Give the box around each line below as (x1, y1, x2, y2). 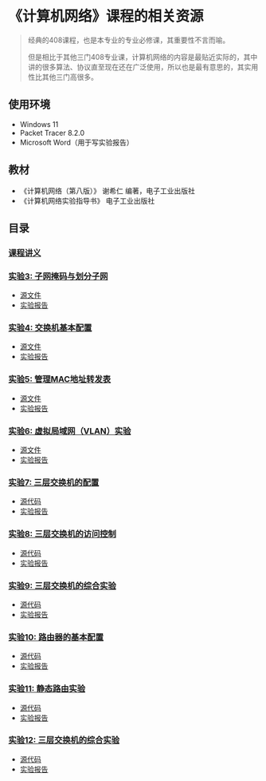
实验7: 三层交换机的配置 (8, 477, 100, 488)
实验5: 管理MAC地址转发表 (8, 374, 111, 385)
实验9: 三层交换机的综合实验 (8, 580, 117, 591)
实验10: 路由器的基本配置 (8, 632, 104, 643)
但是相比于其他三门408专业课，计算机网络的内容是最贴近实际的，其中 (27, 52, 258, 61)
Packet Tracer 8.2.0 (19, 128, 85, 137)
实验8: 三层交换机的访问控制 (8, 529, 117, 540)
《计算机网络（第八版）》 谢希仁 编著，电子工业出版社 (19, 185, 195, 196)
